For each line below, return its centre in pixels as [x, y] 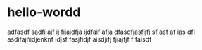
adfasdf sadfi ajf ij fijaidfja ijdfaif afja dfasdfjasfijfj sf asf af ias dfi [101, 32]
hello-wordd [44, 12]
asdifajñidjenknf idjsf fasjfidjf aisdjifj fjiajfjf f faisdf [80, 39]
